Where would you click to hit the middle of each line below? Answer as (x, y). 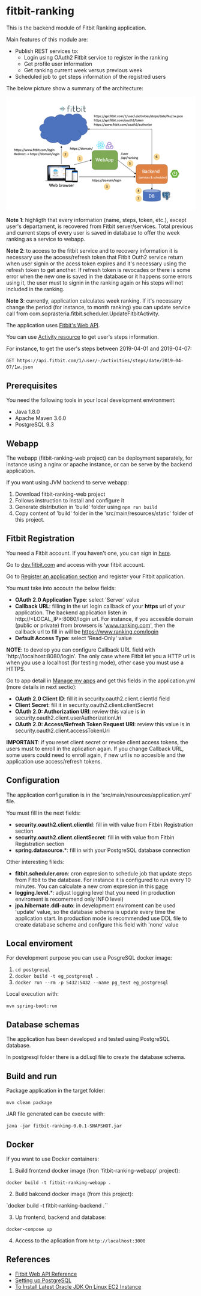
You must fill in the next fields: (43, 813)
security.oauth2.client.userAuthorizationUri (68, 718)
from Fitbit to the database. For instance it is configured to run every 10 (103, 880)
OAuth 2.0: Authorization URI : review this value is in (80, 711)
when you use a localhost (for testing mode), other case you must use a (95, 662)
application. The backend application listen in (71, 613)
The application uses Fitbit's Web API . (53, 326)
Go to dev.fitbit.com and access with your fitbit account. (76, 564)
